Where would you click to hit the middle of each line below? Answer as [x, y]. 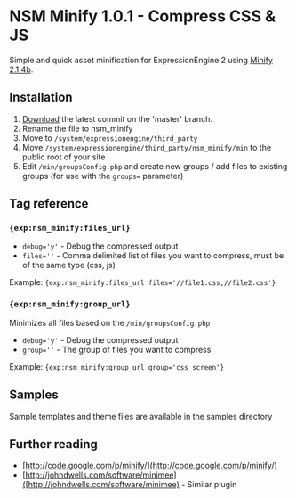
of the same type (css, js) [68, 265]
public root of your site [64, 157]
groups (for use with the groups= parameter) [103, 176]
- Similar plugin [209, 485]
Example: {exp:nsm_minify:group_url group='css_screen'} [117, 366]
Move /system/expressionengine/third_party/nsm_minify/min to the [147, 147]
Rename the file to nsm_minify [77, 128]
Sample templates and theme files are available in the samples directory [141, 416]
